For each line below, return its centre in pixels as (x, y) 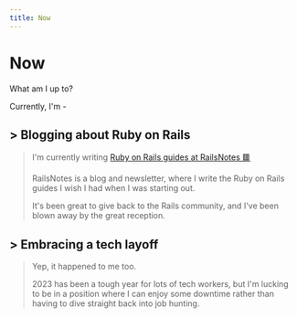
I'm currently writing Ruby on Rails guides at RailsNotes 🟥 (141, 157)
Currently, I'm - (38, 106)
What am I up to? (41, 89)
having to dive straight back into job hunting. (116, 303)
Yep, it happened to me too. (84, 267)
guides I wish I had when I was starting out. (113, 188)
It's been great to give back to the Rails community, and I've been (155, 206)
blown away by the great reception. (99, 216)
